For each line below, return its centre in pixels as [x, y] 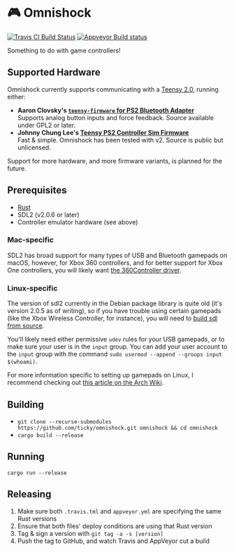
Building [25, 404]
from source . [26, 326]
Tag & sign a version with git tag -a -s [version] [90, 533]
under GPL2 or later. [46, 125]
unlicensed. [34, 147]
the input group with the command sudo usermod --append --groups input [115, 354]
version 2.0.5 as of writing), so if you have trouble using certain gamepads [114, 311]
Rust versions [37, 518]
